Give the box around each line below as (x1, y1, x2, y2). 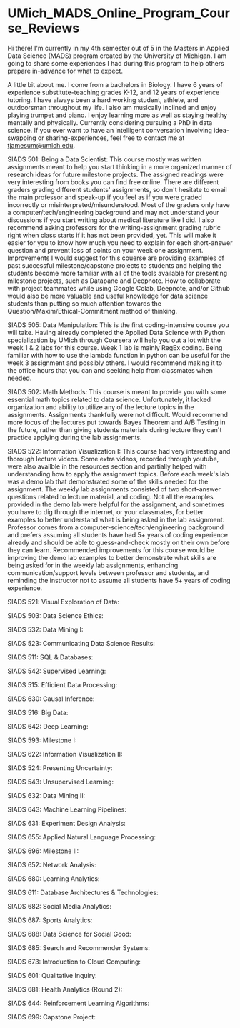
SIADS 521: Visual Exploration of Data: (7, 597, 119, 606)
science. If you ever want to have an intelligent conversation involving (7, 126, 213, 134)
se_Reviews (7, 20, 80, 36)
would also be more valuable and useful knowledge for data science (7, 291, 209, 300)
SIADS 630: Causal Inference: (7, 694, 95, 703)
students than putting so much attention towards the (7, 299, 162, 308)
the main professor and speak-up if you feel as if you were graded (7, 193, 202, 201)
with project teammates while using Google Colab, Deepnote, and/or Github (7, 284, 230, 292)
